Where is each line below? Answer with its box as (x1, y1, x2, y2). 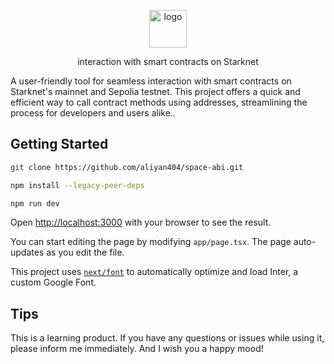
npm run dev (10, 198, 60, 209)
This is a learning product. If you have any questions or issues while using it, (10, 332, 325, 344)
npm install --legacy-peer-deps (10, 180, 145, 190)
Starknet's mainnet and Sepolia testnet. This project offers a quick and (10, 86, 301, 97)
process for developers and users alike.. (10, 107, 176, 119)
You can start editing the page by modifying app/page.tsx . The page (10, 236, 292, 248)
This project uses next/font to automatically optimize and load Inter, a (10, 266, 299, 278)
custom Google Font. (10, 276, 97, 289)
